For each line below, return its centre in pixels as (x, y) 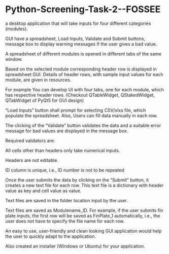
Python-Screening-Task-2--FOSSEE (83, 9)
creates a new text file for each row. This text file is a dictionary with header (84, 185)
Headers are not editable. (32, 160)
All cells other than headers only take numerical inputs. (63, 150)
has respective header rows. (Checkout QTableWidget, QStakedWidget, (80, 95)
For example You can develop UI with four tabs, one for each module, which (84, 89)
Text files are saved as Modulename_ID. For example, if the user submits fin (84, 210)
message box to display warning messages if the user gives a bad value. (81, 44)
